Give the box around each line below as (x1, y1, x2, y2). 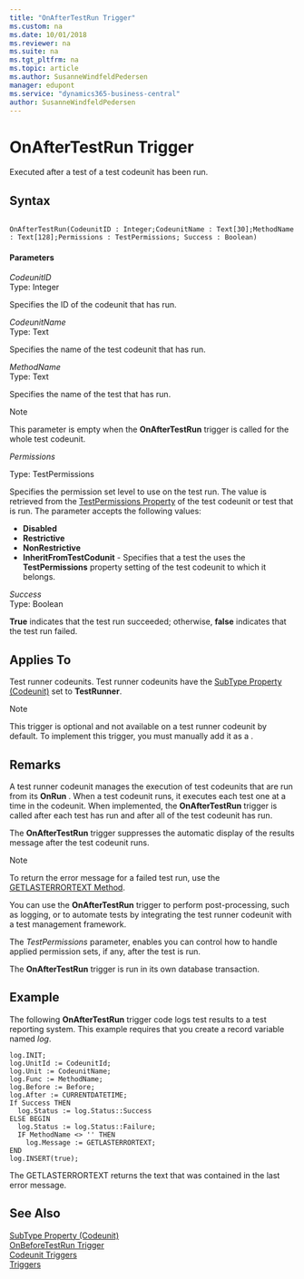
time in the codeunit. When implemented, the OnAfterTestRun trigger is (9, 800, 278, 811)
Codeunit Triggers (9, 1249, 77, 1260)
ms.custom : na (9, 22, 64, 31)
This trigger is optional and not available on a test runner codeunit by (9, 721, 268, 732)
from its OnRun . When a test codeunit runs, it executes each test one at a (9, 790, 286, 801)
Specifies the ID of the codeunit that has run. (9, 299, 177, 310)
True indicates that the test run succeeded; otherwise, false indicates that (9, 616, 288, 627)
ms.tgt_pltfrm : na (9, 55, 79, 64)
